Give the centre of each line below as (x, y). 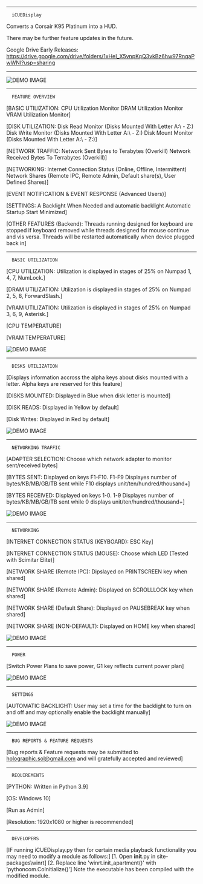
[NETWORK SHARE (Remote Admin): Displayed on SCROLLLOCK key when (100, 590)
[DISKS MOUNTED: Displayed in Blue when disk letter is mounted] (89, 396)
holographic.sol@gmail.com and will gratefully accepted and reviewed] (95, 758)
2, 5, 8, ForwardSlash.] (34, 296)
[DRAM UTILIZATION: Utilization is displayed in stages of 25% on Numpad (99, 289)
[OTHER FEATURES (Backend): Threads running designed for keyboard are (100, 224)
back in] (16, 243)
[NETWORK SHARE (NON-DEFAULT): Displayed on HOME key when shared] (101, 626)
